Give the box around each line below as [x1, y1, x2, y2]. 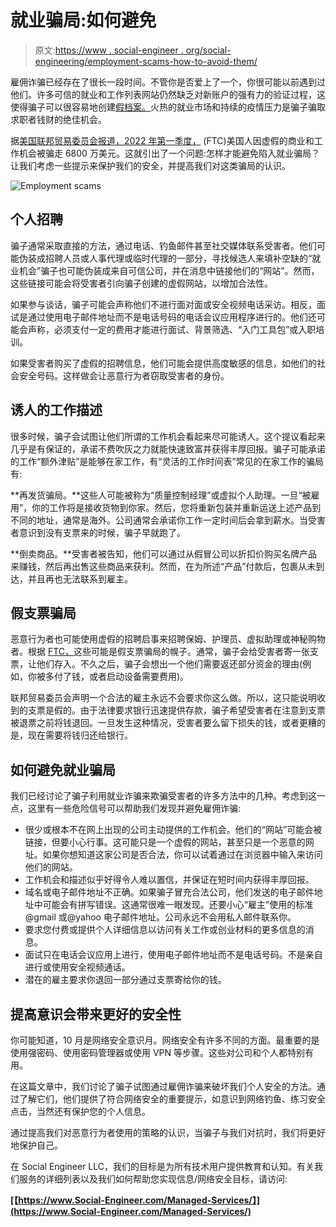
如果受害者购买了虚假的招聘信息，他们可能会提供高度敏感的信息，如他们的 [10, 357, 317, 369]
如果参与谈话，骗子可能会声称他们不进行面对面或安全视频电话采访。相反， [10, 298, 317, 310]
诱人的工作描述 [10, 402, 103, 419]
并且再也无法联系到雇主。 [27, 572, 133, 585]
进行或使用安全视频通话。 [24, 961, 131, 973]
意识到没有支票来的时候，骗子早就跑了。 [18, 526, 186, 538]
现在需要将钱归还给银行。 [27, 729, 133, 741]
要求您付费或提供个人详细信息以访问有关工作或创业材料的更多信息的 [24, 924, 306, 936]
